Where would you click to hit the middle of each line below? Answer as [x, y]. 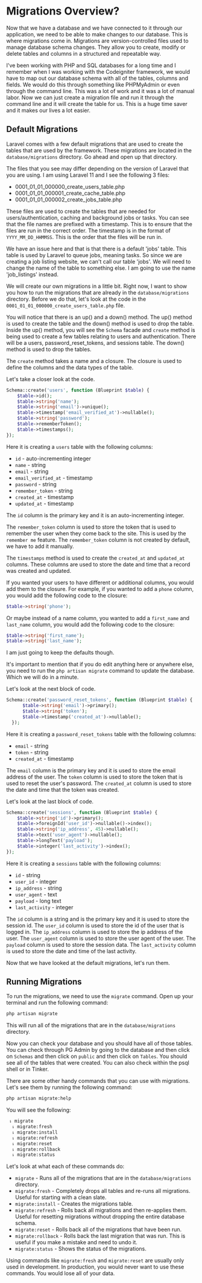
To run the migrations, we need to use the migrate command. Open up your [100, 996]
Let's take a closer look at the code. [51, 379]
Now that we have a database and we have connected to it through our [94, 28]
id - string [28, 875]
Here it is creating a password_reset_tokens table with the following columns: [101, 734]
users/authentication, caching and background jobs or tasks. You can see [98, 217]
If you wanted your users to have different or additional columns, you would [100, 583]
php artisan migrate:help [39, 1099]
